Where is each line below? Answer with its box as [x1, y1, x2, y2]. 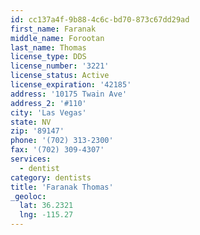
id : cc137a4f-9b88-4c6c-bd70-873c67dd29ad [10, 14, 190, 25]
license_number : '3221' [10, 61, 110, 71]
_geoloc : [10, 191, 47, 201]
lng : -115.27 [19, 210, 74, 220]
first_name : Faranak [10, 24, 97, 34]
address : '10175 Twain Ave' [10, 89, 128, 99]
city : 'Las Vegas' [10, 107, 87, 118]
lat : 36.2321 [19, 201, 74, 211]
